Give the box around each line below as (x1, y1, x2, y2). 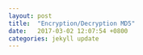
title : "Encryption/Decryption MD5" (8, 19, 136, 27)
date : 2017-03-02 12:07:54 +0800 (8, 27, 128, 35)
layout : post (8, 11, 53, 20)
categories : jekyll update (8, 34, 99, 43)
